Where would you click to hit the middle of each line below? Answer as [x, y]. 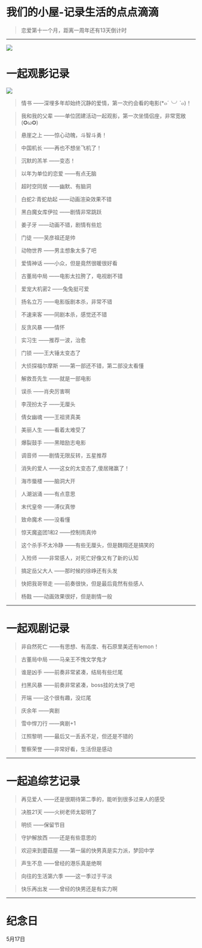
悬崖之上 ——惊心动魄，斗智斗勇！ [64, 135]
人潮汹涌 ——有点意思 [48, 494]
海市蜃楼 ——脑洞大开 [48, 481]
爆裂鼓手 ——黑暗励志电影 [53, 442]
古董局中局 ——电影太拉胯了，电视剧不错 [72, 276]
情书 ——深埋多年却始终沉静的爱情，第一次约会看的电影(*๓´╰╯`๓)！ [106, 103]
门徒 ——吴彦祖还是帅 [48, 237]
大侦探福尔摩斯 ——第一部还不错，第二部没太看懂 [82, 365]
